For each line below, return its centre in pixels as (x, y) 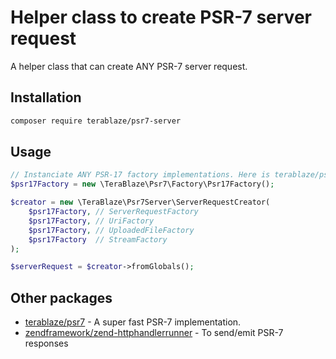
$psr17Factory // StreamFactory (98, 239)
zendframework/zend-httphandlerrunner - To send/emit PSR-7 (154, 333)
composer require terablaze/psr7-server (96, 121)
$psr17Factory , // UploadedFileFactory (111, 230)
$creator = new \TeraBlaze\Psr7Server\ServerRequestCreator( (140, 202)
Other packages (61, 297)
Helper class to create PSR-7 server (161, 17)
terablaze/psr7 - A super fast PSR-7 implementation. (133, 322)
